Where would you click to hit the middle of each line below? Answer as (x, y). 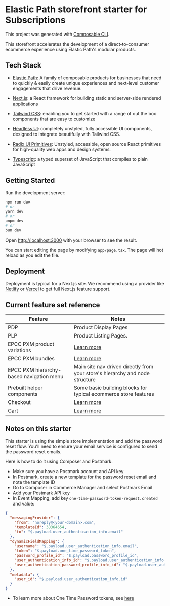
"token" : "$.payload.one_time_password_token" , (65, 551)
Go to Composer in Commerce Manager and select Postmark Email (82, 488)
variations (19, 350)
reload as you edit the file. (32, 255)
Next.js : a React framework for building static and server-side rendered (87, 98)
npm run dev (18, 202)
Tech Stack (23, 65)
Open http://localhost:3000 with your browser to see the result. (71, 240)
